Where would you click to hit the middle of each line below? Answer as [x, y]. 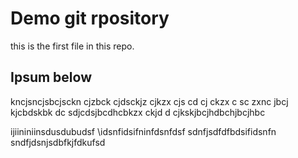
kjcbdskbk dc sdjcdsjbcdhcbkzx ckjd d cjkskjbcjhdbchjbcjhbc [138, 112]
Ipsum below [51, 77]
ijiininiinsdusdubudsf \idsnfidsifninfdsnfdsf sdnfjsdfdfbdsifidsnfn [143, 131]
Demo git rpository [90, 18]
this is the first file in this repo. [72, 46]
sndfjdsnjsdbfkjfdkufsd [58, 142]
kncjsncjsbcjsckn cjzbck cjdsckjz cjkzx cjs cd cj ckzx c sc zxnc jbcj [149, 101]
